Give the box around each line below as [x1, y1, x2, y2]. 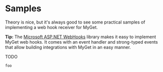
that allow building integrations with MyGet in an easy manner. [5, 44, 131, 50]
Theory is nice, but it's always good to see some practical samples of [5, 19, 146, 25]
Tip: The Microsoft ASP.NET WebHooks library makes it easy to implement [5, 34, 156, 40]
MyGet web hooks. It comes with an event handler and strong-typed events [5, 39, 158, 45]
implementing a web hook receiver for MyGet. [5, 24, 98, 30]
